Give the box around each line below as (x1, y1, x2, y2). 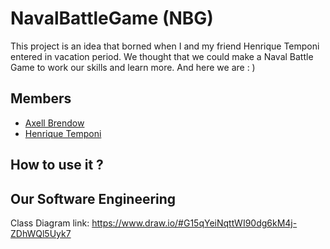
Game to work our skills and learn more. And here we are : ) (10, 61, 256, 73)
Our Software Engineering (10, 190, 177, 207)
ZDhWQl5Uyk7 (10, 227, 72, 239)
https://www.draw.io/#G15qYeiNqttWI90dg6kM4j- (91, 217, 298, 229)
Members (10, 90, 72, 107)
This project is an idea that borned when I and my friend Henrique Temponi (10, 40, 320, 52)
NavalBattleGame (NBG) (10, 7, 214, 30)
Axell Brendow (24, 117, 85, 129)
